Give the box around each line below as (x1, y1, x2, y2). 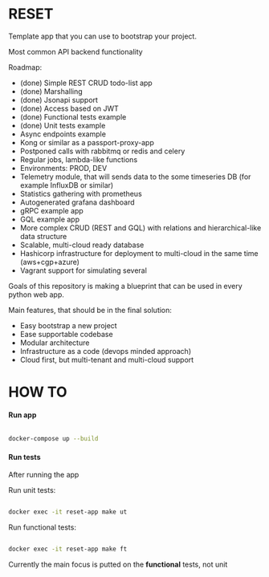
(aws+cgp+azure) (19, 257, 80, 266)
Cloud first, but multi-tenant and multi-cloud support (19, 355, 194, 364)
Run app (8, 410, 37, 420)
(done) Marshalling (19, 86, 83, 96)
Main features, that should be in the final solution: (8, 305, 173, 315)
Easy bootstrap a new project (19, 320, 118, 330)
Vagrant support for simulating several (19, 266, 147, 275)
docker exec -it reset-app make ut (8, 508, 128, 516)
